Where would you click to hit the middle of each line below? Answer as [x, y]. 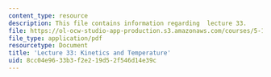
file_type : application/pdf [56, 38]
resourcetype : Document [48, 46]
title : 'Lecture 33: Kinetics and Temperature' [90, 53]
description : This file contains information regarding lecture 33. [128, 23]
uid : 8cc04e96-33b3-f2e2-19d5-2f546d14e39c [83, 61]
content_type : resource [48, 16]
